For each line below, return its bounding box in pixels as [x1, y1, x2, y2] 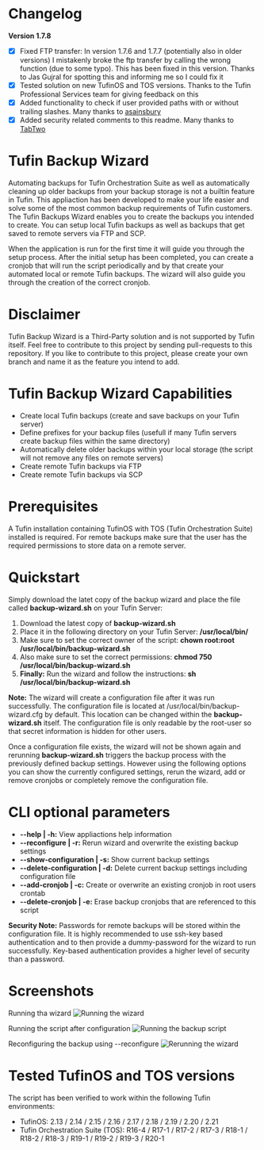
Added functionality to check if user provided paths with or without [19, 98, 239, 108]
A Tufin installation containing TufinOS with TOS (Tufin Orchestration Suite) [8, 524, 254, 533]
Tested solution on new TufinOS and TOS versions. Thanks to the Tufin [19, 81, 251, 90]
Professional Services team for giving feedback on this [19, 90, 199, 99]
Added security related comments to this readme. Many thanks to [19, 116, 234, 125]
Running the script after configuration [8, 1023, 131, 1033]
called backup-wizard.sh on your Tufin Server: [8, 603, 163, 613]
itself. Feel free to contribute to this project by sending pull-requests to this [8, 340, 253, 350]
